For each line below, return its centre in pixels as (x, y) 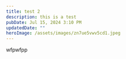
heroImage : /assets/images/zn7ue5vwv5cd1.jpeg (63, 33)
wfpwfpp (17, 50)
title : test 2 (23, 11)
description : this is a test (41, 17)
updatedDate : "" (26, 28)
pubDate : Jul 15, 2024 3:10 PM (44, 22)
